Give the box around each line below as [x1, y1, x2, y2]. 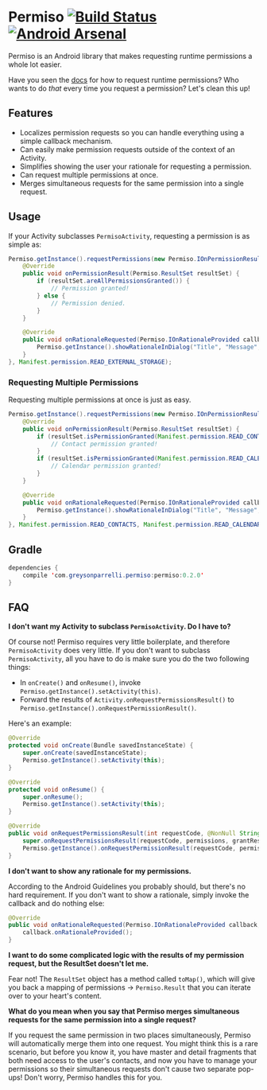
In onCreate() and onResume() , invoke [19, 678, 141, 687]
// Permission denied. [50, 299, 126, 307]
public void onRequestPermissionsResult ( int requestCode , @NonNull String [8, 830, 261, 838]
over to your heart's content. [8, 991, 102, 1001]
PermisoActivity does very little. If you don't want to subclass [8, 645, 211, 656]
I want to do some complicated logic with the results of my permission [8, 951, 245, 960]
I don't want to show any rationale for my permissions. [8, 866, 192, 875]
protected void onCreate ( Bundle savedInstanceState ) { [8, 742, 194, 749]
